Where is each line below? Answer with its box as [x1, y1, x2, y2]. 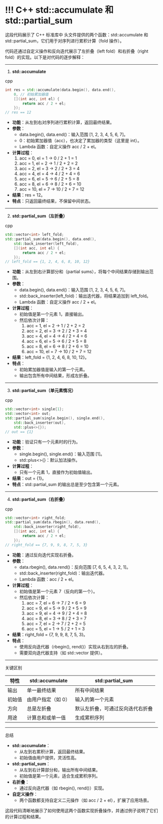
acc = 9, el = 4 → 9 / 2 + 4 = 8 [26, 610, 87, 616]
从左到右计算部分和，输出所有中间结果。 [19, 767, 100, 772]
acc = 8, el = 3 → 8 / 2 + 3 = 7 [26, 615, 87, 621]
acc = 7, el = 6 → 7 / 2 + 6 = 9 [26, 600, 86, 606]
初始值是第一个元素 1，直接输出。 [19, 311, 86, 317]
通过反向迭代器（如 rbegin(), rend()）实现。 [19, 785, 107, 791]
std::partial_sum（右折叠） [12, 496, 67, 502]
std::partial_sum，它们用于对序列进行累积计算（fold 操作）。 [5, 37, 125, 44]
